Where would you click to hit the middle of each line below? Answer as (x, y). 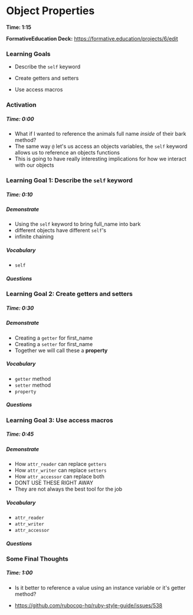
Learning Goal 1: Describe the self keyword (69, 180)
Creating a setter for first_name (54, 344)
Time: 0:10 (19, 194)
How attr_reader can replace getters (60, 463)
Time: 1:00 (19, 573)
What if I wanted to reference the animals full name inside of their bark (100, 134)
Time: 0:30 (20, 308)
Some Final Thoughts (37, 558)
